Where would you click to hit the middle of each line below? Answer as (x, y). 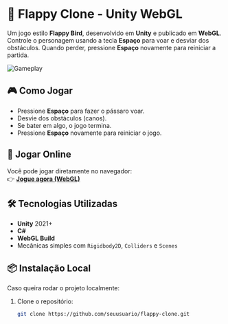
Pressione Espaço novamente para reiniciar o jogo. (89, 133)
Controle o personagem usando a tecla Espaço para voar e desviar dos (108, 40)
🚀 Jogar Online (39, 154)
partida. (18, 55)
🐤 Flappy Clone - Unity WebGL (95, 14)
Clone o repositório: (45, 301)
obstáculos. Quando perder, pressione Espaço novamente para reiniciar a (112, 47)
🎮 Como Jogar (40, 91)
